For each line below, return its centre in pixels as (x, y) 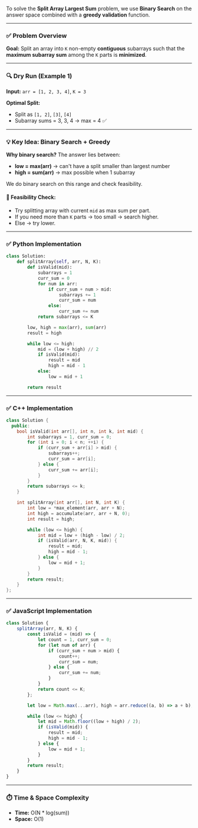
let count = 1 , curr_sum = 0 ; (75, 640)
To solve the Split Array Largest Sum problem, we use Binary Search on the (99, 9)
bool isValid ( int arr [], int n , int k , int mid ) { (80, 431)
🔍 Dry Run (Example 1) (39, 76)
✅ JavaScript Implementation (49, 611)
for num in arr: (57, 283)
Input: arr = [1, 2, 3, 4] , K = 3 (46, 91)
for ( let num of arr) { (67, 645)
